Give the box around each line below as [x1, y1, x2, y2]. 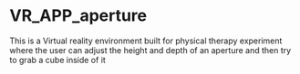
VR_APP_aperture [9, 5, 148, 26]
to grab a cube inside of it [9, 54, 107, 65]
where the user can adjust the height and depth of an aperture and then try [9, 44, 292, 55]
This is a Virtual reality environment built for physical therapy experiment [9, 35, 283, 46]
